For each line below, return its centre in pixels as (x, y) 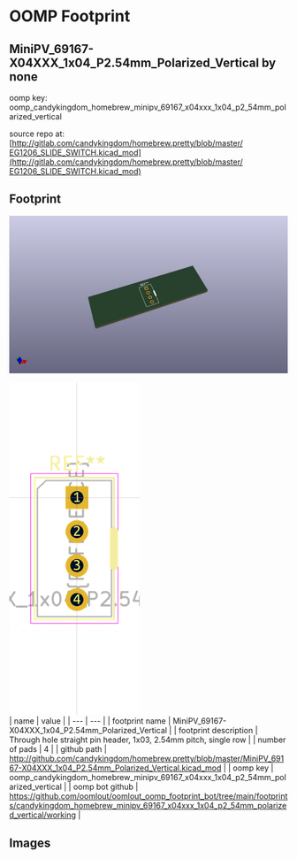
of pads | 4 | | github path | (58, 749)
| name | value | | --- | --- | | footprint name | (90, 721)
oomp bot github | (106, 787)
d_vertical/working (43, 815)
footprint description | (218, 731)
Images (30, 843)
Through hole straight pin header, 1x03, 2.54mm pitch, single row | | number (148, 740)
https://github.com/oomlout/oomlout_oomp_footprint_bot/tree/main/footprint (148, 796)
